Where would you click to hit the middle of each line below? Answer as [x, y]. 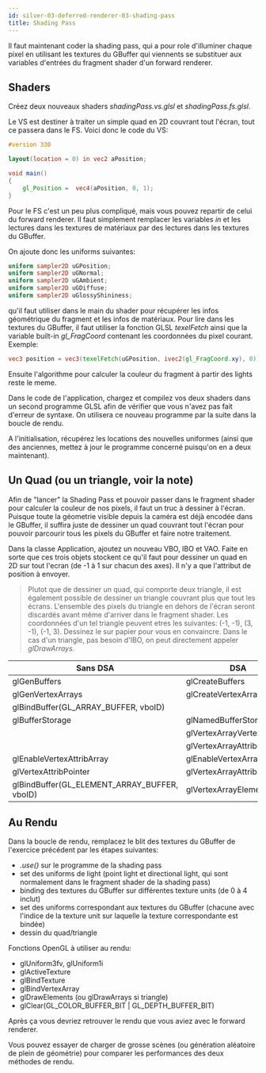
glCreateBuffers [215, 681]
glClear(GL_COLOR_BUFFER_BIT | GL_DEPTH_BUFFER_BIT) [117, 1006]
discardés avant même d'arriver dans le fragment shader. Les [128, 614]
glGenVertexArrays [47, 694]
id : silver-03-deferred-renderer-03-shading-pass [92, 15]
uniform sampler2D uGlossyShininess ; [70, 296]
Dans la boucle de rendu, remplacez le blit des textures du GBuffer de [122, 841]
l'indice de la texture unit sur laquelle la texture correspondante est [129, 916]
